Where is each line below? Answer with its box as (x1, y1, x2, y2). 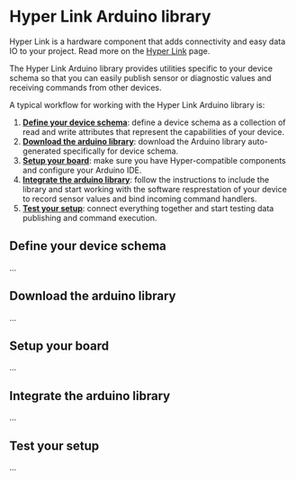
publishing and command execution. (22, 212, 157, 223)
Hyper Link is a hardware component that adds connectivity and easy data (9, 36, 286, 47)
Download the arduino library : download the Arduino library (22, 136, 247, 147)
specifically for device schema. (62, 146, 179, 156)
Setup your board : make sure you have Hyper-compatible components (22, 155, 286, 165)
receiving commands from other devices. (9, 82, 162, 93)
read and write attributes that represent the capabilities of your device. (22, 126, 285, 137)
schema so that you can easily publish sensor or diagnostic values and (9, 72, 272, 83)
